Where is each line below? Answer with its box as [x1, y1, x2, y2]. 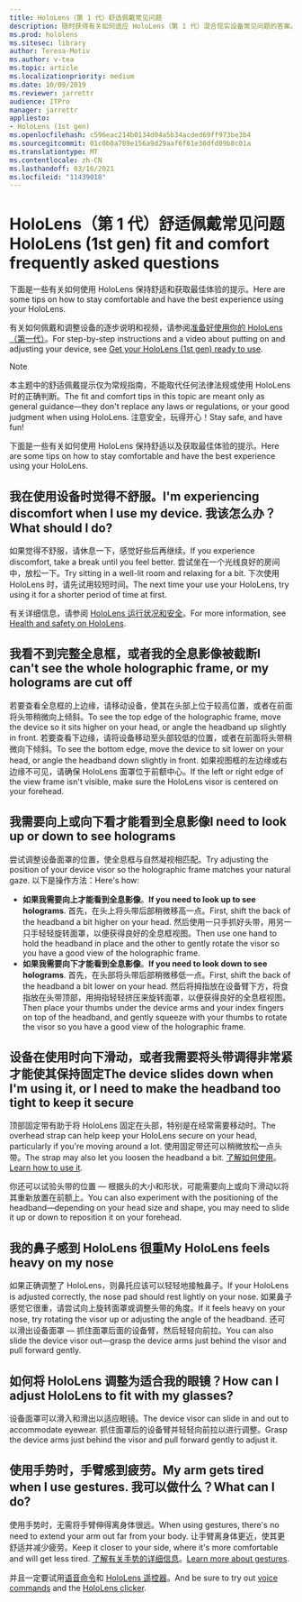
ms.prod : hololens [9, 30, 78, 39]
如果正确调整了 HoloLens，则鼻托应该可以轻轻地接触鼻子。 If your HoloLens [9, 1280, 289, 1291]
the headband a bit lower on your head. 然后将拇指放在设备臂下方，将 [22, 980, 281, 992]
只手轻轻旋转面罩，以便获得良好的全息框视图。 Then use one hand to [22, 928, 277, 938]
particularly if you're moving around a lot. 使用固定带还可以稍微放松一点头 [9, 1141, 283, 1152]
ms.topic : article [9, 64, 78, 73]
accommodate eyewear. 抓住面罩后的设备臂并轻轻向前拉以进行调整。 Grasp [9, 1424, 288, 1435]
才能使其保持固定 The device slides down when [9, 1066, 274, 1082]
